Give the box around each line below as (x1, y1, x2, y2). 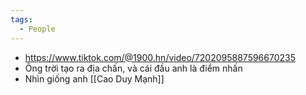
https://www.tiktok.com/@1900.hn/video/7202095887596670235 (24, 51, 297, 63)
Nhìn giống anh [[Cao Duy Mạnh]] (24, 72, 165, 85)
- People (19, 24, 56, 34)
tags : (10, 14, 33, 25)
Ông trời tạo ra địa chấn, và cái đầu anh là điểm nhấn (24, 62, 243, 74)
